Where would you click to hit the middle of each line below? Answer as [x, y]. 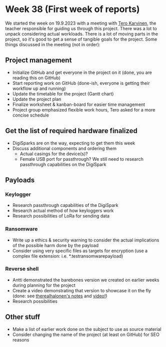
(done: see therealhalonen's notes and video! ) [60, 296]
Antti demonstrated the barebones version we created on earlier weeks [86, 280]
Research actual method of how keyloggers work [63, 211]
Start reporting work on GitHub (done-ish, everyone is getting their [81, 83]
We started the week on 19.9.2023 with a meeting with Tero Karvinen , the [81, 23]
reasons [21, 339]
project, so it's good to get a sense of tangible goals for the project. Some [81, 39]
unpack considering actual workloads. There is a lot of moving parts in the [82, 34]
